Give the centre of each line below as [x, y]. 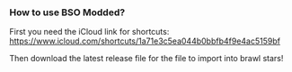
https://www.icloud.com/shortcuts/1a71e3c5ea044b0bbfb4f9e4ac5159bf [145, 41]
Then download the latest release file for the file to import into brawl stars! [146, 59]
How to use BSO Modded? [67, 12]
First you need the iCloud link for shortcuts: [89, 32]
